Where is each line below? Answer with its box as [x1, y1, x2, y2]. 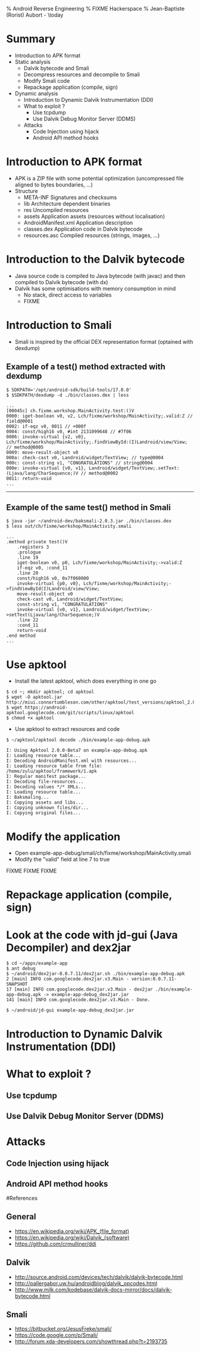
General [6, 1212, 37, 1222]
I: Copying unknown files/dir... [6, 805, 89, 811]
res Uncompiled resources [23, 206, 89, 213]
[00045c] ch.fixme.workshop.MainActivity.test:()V [6, 407, 135, 413]
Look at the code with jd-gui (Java [6, 928, 178, 942]
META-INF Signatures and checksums [23, 194, 117, 201]
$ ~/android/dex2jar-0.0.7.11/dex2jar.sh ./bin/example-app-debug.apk [6, 971, 185, 977]
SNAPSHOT [6, 981, 28, 988]
